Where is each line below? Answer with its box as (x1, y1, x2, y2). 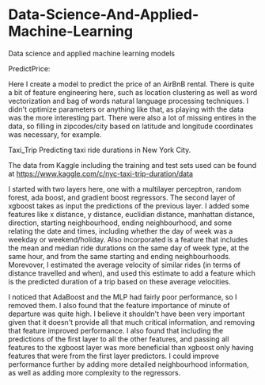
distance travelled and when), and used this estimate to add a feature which (8, 268, 256, 278)
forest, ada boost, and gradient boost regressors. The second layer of (8, 192, 236, 202)
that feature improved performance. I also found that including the (8, 326, 224, 335)
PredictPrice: (8, 63, 51, 73)
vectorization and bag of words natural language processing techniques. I (8, 96, 249, 105)
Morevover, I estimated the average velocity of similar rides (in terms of (8, 260, 241, 269)
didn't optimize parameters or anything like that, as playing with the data (8, 105, 244, 114)
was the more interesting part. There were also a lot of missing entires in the (8, 112, 257, 122)
